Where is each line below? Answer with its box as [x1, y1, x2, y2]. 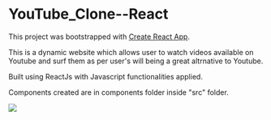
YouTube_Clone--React [8, 5, 169, 24]
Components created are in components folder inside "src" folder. [8, 87, 229, 97]
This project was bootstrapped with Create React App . [8, 32, 191, 41]
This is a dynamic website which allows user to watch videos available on [8, 47, 254, 57]
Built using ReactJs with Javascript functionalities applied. [8, 71, 203, 81]
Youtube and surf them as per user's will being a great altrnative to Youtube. [8, 56, 264, 66]
